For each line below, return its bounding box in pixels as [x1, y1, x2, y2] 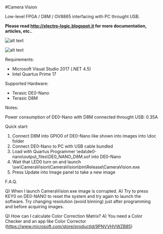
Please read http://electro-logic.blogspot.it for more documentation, [5, 23, 147, 29]
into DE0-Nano [91, 154, 121, 159]
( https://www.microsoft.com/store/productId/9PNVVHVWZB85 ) [5, 224, 133, 229]
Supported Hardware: [5, 80, 49, 86]
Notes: [5, 105, 18, 110]
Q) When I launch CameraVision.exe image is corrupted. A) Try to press [5, 188, 148, 194]
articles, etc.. [5, 28, 33, 34]
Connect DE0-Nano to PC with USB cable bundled [12, 143, 113, 149]
